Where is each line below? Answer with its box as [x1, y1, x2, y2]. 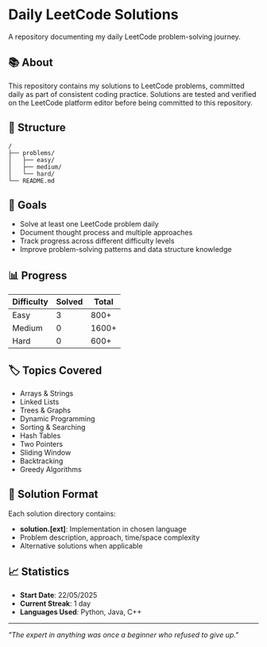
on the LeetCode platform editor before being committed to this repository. [8, 98, 253, 107]
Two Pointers [19, 440, 64, 448]
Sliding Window [19, 447, 72, 457]
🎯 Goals [8, 198, 48, 211]
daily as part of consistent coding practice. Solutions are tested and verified [8, 89, 257, 99]
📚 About [8, 56, 53, 69]
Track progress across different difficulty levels [19, 236, 175, 246]
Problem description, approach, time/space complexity [19, 533, 200, 542]
